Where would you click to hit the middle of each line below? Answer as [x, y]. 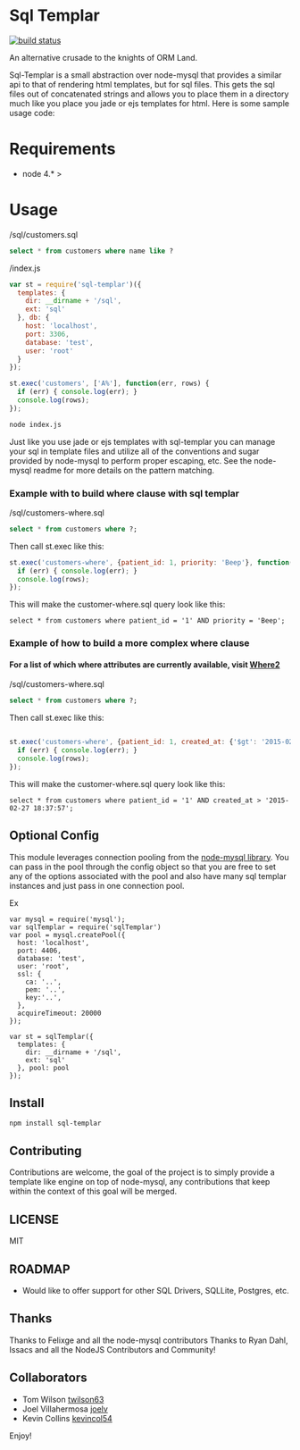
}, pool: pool [43, 1068]
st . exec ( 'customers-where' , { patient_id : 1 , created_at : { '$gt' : [133, 742]
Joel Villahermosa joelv [65, 1409]
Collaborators [48, 1378]
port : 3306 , [47, 334]
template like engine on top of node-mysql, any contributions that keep [140, 1182]
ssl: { [29, 974]
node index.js [36, 424]
